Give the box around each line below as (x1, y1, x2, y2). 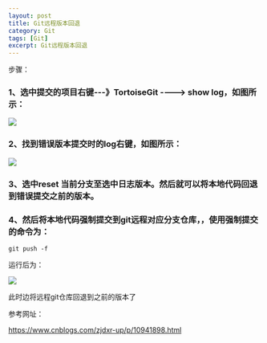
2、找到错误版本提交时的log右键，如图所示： (8, 138, 182, 149)
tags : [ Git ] (8, 34, 48, 43)
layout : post (8, 11, 52, 20)
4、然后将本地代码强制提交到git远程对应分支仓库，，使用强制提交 (8, 214, 259, 225)
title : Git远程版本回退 (8, 19, 80, 27)
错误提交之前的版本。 (16, 190, 99, 202)
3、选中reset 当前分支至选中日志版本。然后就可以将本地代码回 (8, 178, 250, 190)
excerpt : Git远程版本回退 (8, 42, 88, 50)
